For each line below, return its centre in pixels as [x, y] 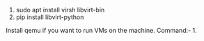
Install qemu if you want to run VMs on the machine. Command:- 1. [101, 30]
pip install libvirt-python [50, 17]
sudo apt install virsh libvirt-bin [60, 10]
